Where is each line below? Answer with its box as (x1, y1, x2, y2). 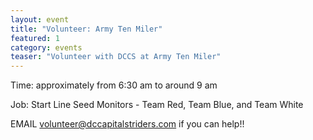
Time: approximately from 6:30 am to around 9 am (10, 79, 218, 91)
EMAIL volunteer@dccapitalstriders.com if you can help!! (10, 118, 245, 130)
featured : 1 (10, 33, 60, 43)
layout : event (10, 14, 70, 25)
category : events (10, 42, 83, 53)
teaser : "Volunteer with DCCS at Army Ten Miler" (10, 52, 222, 62)
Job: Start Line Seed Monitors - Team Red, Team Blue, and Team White (10, 99, 304, 111)
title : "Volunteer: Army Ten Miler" (10, 24, 163, 34)
